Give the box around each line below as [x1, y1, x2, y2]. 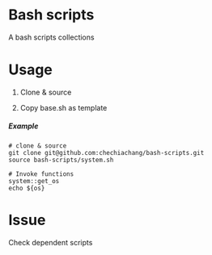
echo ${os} [8, 184, 45, 192]
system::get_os [8, 177, 60, 185]
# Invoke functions [8, 169, 74, 178]
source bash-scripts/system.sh [8, 156, 114, 164]
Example [8, 121, 39, 131]
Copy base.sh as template [19, 102, 108, 112]
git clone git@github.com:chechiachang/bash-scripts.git [8, 148, 205, 157]
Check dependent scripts [8, 237, 93, 247]
